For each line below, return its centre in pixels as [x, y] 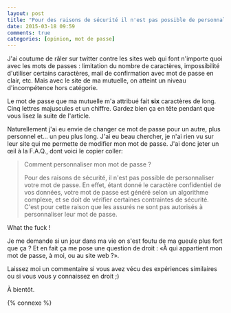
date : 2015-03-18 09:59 [41, 26]
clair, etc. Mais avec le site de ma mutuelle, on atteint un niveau [97, 80]
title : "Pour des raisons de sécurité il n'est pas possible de [101, 20]
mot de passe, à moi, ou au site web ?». [63, 256]
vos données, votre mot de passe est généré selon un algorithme [116, 193]
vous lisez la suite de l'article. [49, 116]
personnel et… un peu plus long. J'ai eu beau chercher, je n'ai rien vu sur [111, 137]
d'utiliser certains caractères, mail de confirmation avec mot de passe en [111, 74]
